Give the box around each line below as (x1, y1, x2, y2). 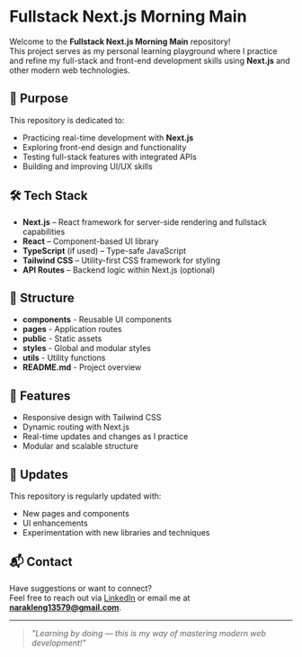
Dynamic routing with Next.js (22, 421, 130, 433)
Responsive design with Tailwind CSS (22, 412, 162, 423)
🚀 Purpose (9, 91, 69, 106)
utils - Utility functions (22, 353, 106, 364)
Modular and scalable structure (22, 441, 139, 452)
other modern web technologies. (9, 65, 130, 76)
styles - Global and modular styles (22, 343, 151, 354)
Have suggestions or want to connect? (9, 582, 153, 593)
